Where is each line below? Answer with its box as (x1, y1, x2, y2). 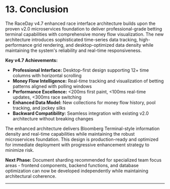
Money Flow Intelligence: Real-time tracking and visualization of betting (12, 78, 164, 84)
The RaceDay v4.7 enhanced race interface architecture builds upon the (5, 20, 156, 26)
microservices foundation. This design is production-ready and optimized (5, 136, 158, 142)
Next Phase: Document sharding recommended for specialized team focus (5, 156, 162, 163)
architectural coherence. (5, 173, 57, 179)
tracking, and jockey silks (12, 105, 66, 111)
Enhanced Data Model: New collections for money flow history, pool (12, 99, 156, 105)
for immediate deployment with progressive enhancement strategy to (5, 141, 150, 148)
